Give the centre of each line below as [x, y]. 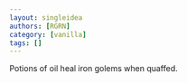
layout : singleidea [46, 18]
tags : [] [26, 43]
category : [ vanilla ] [48, 34]
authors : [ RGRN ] [40, 26]
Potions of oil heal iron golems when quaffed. [93, 69]
